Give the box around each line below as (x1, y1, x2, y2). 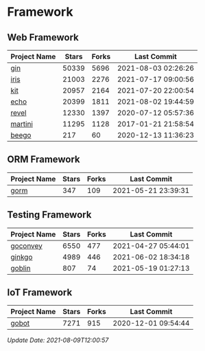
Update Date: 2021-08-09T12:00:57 (7, 336, 109, 344)
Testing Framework (7, 209, 92, 220)
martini (10, 120, 33, 128)
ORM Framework (7, 154, 80, 166)
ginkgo (10, 252, 33, 262)
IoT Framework (7, 286, 73, 299)
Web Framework (7, 32, 79, 43)
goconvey (10, 241, 43, 251)
